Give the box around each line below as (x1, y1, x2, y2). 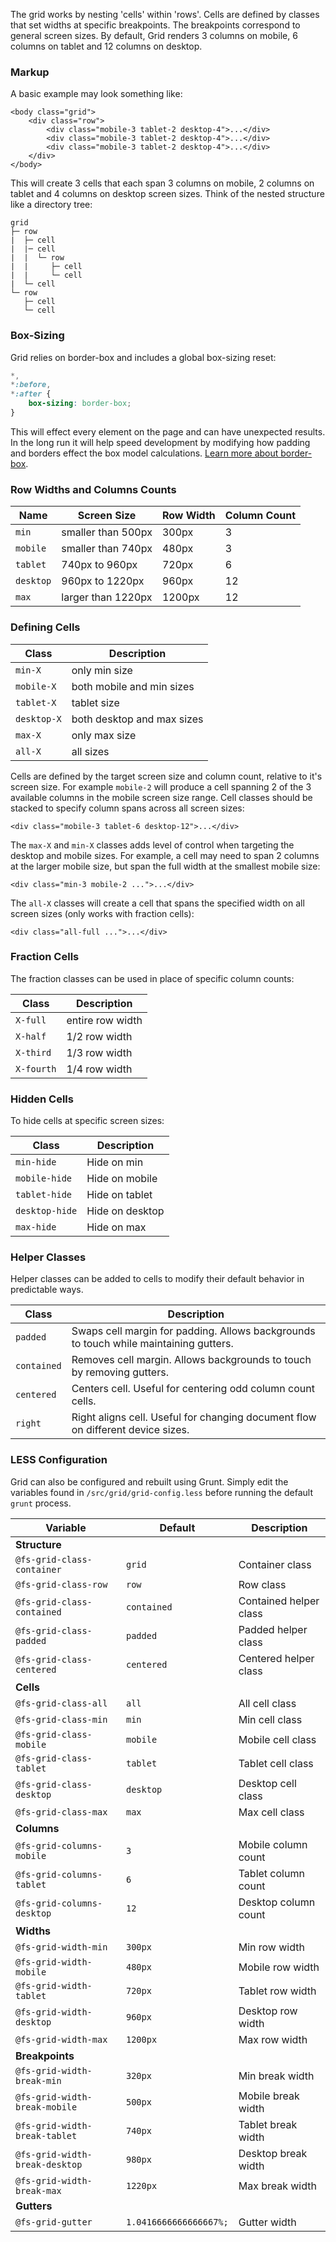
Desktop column (238, 1895, 316, 1909)
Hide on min (86, 1155, 144, 1169)
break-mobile (15, 2101, 78, 2113)
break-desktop (15, 2159, 83, 2170)
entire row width (66, 1013, 143, 1027)
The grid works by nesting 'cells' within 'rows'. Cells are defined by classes (10, 9, 320, 20)
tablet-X (15, 697, 57, 708)
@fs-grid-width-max (15, 2034, 108, 2045)
